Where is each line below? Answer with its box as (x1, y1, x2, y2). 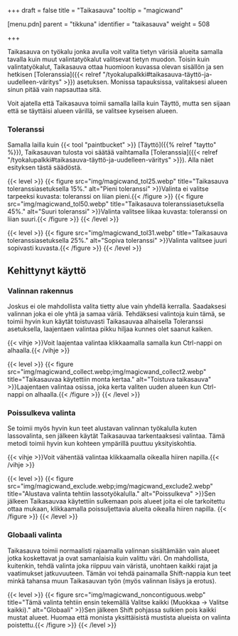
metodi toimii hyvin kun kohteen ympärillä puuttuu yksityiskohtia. (7, 439, 197, 448)
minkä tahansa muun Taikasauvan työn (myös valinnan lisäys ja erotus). (7, 576, 217, 585)
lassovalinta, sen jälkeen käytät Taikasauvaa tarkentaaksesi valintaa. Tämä (7, 432, 225, 440)
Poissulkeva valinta (7, 407, 76, 417)
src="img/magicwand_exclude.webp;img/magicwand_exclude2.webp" (7, 482, 213, 491)
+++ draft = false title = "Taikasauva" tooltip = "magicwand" (7, 6, 183, 14)
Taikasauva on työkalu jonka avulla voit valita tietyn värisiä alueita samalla (7, 48, 223, 56)
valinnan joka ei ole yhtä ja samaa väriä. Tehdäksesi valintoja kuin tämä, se (7, 309, 226, 318)
